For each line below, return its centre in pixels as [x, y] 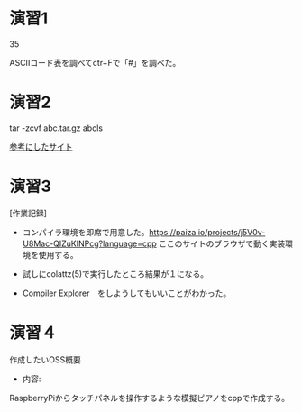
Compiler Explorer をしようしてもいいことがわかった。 [127, 293]
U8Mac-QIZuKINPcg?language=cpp [90, 243]
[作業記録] [28, 213]
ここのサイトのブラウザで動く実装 [222, 243]
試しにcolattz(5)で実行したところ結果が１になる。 [115, 274]
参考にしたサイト [41, 146]
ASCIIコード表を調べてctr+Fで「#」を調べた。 [95, 62]
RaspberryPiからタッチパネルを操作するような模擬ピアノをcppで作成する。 [150, 398]
